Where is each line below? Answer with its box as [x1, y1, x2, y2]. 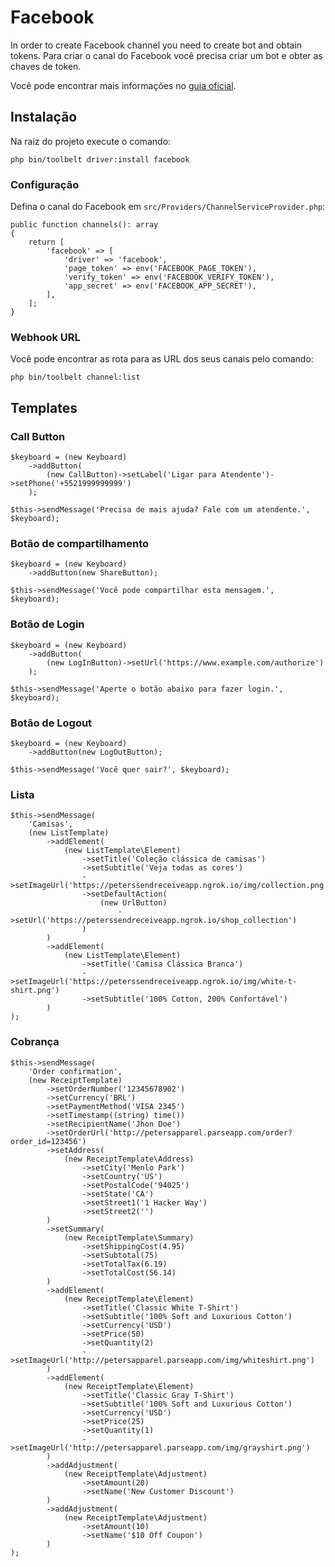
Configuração [10, 177, 80, 191]
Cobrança [10, 1035, 60, 1049]
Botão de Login [10, 617, 85, 631]
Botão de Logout [10, 716, 93, 730]
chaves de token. [10, 60, 82, 72]
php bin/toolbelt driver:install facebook [10, 154, 190, 165]
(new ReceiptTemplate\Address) [63, 1154, 195, 1164]
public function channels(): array [10, 220, 159, 230]
